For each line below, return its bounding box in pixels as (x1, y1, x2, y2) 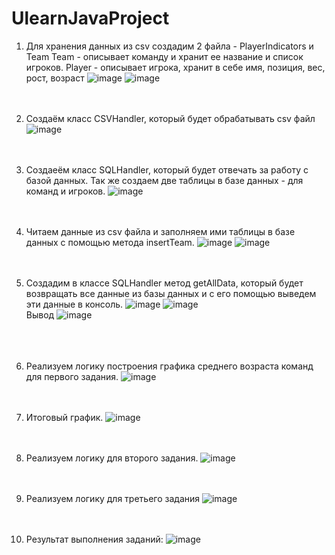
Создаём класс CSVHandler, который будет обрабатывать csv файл (25, 112, 316, 124)
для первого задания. (25, 370, 119, 382)
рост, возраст (25, 72, 85, 84)
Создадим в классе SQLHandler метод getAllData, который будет (25, 277, 304, 289)
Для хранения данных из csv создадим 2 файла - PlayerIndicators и (25, 40, 314, 52)
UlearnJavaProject (11, 7, 170, 30)
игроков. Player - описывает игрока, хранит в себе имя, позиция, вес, (25, 61, 326, 73)
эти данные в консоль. (25, 298, 124, 310)
